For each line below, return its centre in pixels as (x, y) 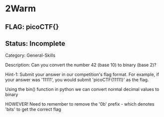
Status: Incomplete (35, 43)
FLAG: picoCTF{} (32, 27)
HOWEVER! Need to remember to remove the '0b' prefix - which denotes (80, 104)
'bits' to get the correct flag (33, 110)
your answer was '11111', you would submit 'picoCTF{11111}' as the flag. (77, 80)
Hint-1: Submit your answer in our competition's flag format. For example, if (82, 75)
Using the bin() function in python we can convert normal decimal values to (82, 89)
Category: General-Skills (30, 55)
